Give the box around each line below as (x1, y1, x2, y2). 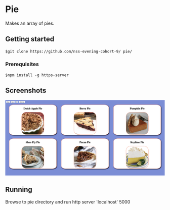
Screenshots (5, 86, 47, 95)
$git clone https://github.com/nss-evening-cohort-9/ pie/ (5, 49, 133, 54)
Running (5, 185, 33, 194)
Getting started (5, 35, 55, 43)
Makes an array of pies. (5, 20, 55, 26)
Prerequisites (5, 61, 39, 68)
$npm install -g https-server (5, 73, 69, 78)
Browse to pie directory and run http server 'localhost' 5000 (5, 198, 131, 205)
